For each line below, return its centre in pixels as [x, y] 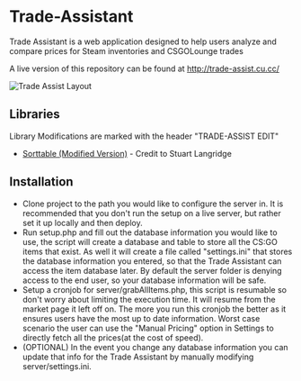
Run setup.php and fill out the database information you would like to [150, 232]
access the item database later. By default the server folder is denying [152, 270]
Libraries [35, 114]
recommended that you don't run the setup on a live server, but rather [151, 213]
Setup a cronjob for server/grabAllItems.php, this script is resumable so [155, 289]
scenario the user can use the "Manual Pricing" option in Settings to [148, 328]
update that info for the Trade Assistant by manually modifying [138, 357]
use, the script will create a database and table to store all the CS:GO [150, 241]
